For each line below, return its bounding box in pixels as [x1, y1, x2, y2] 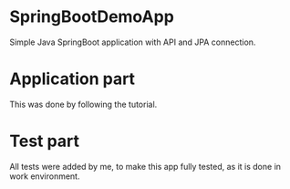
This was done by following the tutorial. [9, 99, 158, 110]
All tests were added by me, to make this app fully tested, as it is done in [9, 161, 281, 172]
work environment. [9, 171, 80, 182]
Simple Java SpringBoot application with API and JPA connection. [9, 37, 256, 47]
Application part [9, 68, 135, 89]
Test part [9, 131, 80, 152]
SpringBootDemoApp [9, 6, 175, 27]
